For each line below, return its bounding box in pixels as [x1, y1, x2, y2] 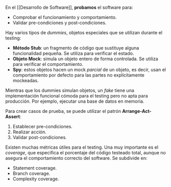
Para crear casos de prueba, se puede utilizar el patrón [5, 108, 121, 114]
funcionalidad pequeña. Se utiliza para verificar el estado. [12, 51, 134, 56]
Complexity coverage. [12, 176, 59, 182]
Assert [5, 113, 20, 120]
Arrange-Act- [122, 108, 152, 114]
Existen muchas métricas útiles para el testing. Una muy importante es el [5, 144, 159, 150]
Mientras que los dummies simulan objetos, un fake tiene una [5, 87, 134, 93]
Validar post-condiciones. [12, 134, 67, 140]
